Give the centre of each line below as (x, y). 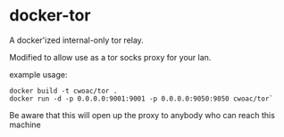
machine (25, 125)
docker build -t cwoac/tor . (63, 91)
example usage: (38, 74)
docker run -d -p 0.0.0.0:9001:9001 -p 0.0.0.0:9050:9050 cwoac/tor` (142, 99)
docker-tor (50, 16)
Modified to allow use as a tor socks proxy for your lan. (110, 57)
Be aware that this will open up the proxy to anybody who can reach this (142, 115)
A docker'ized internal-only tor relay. (77, 40)
